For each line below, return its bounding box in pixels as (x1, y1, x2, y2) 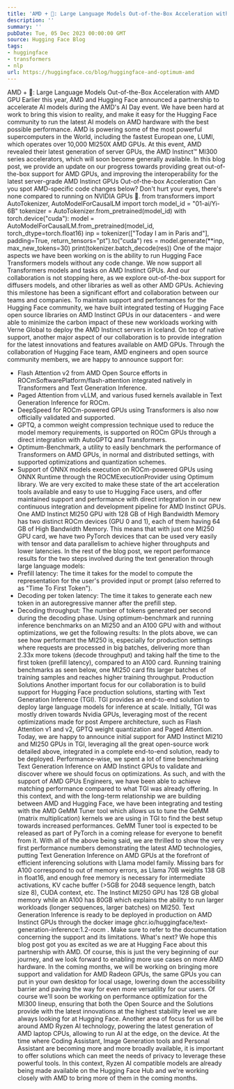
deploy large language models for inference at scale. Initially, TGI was (17, 703, 217, 711)
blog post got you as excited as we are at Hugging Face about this (17, 940, 208, 949)
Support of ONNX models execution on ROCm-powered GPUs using (17, 465, 213, 474)
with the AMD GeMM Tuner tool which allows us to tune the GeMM (17, 806, 209, 814)
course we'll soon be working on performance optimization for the (17, 992, 208, 1000)
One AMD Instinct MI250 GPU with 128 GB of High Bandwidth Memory (17, 509, 219, 518)
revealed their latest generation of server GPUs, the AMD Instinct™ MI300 (7, 147, 218, 156)
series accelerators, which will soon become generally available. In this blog (7, 154, 226, 163)
